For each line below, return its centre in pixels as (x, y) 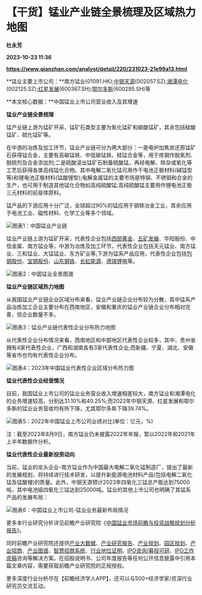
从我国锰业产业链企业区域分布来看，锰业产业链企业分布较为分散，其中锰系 (98, 299)
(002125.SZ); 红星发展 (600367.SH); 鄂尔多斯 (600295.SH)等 (78, 88)
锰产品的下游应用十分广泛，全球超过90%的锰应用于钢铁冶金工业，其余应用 (99, 205)
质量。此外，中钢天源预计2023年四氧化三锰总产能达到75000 (115, 482)
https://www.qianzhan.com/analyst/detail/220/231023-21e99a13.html (97, 69)
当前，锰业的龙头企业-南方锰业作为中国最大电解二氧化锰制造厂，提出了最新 (100, 467)
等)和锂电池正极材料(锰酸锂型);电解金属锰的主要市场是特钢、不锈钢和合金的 (99, 177)
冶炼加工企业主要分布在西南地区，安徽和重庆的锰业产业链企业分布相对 (98, 307)
